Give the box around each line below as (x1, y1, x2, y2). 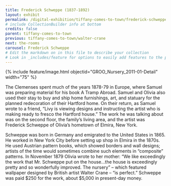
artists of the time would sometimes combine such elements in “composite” (5, 148, 164, 154)
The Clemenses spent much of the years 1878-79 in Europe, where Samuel (5, 84, 162, 90)
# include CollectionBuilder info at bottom (5, 21, 101, 27)
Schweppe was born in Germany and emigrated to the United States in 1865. (5, 132, 166, 138)
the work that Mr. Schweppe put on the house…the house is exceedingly (5, 159, 158, 165)
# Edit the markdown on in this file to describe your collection (5, 50, 149, 55)
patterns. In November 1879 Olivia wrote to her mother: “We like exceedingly (5, 153, 165, 160)
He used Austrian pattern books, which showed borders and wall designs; (5, 143, 160, 149)
